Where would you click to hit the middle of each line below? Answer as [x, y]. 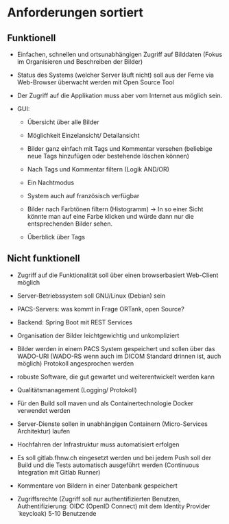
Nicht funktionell [44, 259]
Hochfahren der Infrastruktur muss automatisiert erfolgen [98, 444]
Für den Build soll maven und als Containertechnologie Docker [105, 403]
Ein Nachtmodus [50, 182]
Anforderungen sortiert [75, 13]
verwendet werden [44, 410]
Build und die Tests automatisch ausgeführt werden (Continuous [108, 465]
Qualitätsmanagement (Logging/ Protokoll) [77, 390]
